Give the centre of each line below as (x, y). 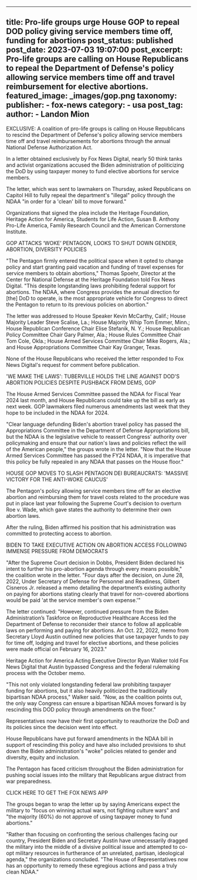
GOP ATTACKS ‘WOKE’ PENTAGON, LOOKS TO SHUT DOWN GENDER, (92, 243)
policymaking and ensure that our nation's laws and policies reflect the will (96, 443)
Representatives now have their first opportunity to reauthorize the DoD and (98, 721)
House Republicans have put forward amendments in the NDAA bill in (90, 738)
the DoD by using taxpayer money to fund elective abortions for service (93, 171)
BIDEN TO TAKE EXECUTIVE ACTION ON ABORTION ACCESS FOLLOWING (97, 545)
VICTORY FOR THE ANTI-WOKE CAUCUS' (57, 479)
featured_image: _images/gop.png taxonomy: (91, 96)
